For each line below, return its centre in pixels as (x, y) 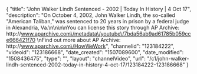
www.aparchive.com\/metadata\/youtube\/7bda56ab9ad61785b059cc (106, 34)
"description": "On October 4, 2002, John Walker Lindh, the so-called (91, 15)
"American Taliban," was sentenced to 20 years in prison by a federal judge (98, 21)
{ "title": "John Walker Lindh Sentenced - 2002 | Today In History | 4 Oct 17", (99, 9)
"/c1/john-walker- (168, 59)
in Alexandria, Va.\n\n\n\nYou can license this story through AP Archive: (93, 27)
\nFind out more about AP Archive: (79, 40)
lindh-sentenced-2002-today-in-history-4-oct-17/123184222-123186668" (96, 65)
